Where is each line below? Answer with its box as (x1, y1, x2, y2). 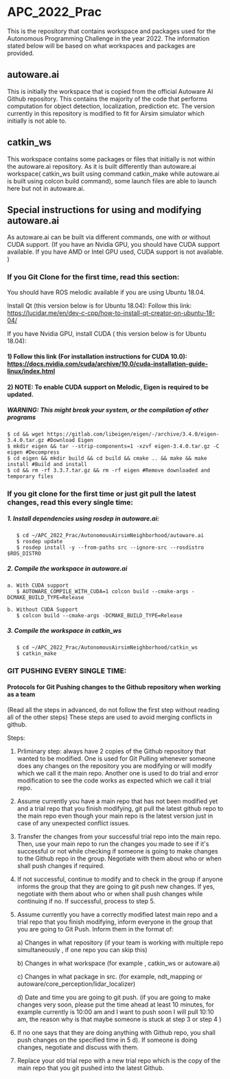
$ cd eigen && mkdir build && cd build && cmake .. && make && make (7, 454, 207, 462)
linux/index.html (7, 367, 56, 376)
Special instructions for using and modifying (7, 204, 202, 216)
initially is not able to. (7, 117, 67, 125)
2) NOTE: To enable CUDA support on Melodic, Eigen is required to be (7, 383, 209, 391)
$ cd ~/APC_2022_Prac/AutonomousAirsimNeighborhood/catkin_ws (16, 644, 198, 651)
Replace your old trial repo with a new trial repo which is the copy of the (16, 1056, 221, 1065)
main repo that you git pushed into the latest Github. (16, 1063, 165, 1072)
